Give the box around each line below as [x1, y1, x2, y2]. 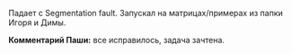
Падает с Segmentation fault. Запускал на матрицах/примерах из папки [8, 8, 284, 18]
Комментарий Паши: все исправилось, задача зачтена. [8, 35, 226, 45]
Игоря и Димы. [8, 17, 66, 28]
